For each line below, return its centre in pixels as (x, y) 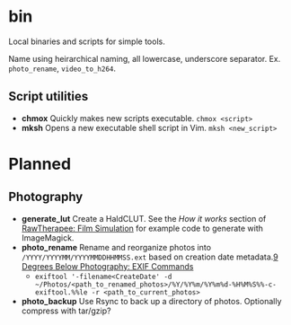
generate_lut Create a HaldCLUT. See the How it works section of (144, 218)
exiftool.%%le (61, 292)
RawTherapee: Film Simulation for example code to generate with (142, 228)
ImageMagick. (48, 237)
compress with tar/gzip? (66, 311)
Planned (40, 164)
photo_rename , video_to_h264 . (62, 68)
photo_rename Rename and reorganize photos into (116, 247)
